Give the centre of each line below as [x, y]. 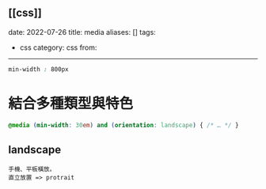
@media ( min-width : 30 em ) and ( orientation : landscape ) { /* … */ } [123, 125]
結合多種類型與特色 [71, 103]
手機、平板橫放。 [32, 169]
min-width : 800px [38, 69]
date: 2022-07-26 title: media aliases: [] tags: [82, 32]
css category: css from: [58, 47]
